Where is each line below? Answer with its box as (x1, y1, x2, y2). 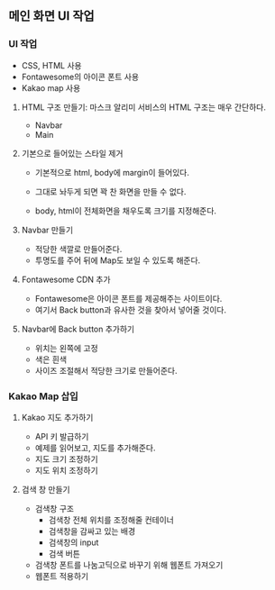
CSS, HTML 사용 (21, 59, 82, 70)
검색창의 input (48, 537, 99, 548)
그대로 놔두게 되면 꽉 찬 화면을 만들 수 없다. (34, 186, 187, 196)
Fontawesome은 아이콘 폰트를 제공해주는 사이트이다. (34, 293, 223, 304)
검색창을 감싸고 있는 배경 (48, 525, 136, 536)
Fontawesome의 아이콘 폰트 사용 (21, 71, 140, 82)
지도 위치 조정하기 (34, 465, 98, 476)
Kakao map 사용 (21, 82, 81, 93)
